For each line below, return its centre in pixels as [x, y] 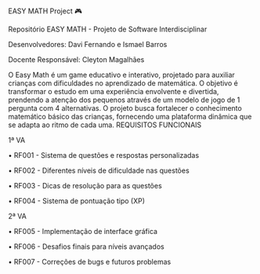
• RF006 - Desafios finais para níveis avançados [86, 247]
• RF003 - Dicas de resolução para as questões [85, 186]
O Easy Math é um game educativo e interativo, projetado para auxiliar [121, 75]
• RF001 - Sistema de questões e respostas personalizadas [104, 155]
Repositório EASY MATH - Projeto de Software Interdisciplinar [108, 29]
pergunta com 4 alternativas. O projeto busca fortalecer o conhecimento [125, 108]
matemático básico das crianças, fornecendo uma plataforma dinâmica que [130, 117]
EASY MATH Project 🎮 [45, 11]
